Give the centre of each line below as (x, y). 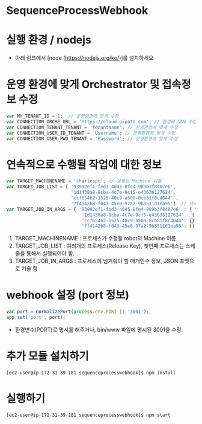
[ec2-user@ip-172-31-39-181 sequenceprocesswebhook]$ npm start (88, 415)
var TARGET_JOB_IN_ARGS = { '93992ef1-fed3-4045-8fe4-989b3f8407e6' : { (99, 209)
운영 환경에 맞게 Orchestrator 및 (83, 85)
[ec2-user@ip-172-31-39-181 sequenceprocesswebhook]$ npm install (91, 373)
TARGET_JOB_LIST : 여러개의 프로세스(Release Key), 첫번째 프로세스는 (99, 246)
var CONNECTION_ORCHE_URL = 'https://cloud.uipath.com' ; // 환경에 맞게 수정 (102, 121)
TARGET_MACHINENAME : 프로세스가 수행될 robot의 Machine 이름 (95, 239)
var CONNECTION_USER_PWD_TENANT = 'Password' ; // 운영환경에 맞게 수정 (92, 139)
